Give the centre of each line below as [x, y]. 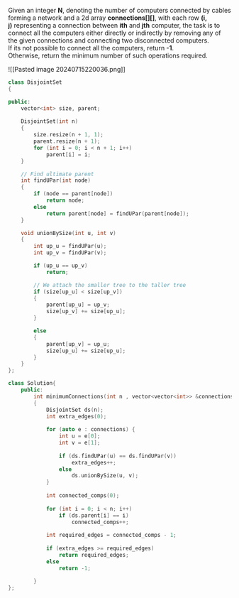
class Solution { [32, 384]
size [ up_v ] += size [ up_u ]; [86, 312]
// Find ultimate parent [57, 174]
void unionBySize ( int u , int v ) [68, 233]
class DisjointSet [35, 82]
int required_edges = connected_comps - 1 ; [111, 536]
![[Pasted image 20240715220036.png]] [67, 69]
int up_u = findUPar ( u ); [70, 246]
